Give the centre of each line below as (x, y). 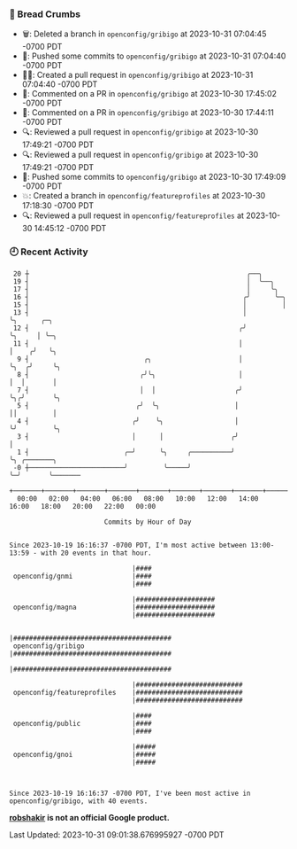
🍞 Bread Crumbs (45, 14)
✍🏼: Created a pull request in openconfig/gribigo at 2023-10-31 (137, 75)
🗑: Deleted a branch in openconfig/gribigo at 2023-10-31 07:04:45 (144, 34)
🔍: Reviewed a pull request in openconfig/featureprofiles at (133, 215)
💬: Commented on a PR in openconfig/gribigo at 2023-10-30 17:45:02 (149, 94)
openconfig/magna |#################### (114, 607)
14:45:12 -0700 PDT (70, 229)
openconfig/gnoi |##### (84, 754)
